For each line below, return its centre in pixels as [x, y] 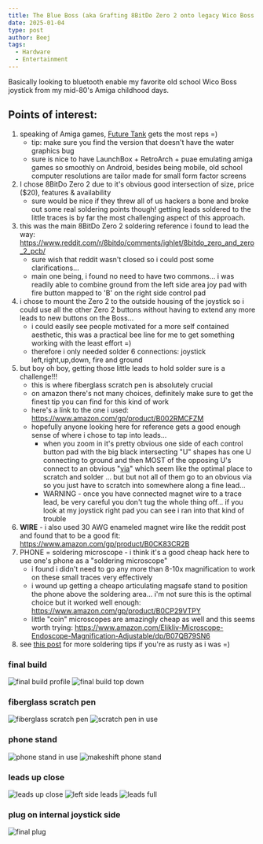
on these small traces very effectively [92, 577]
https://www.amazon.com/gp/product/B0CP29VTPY [116, 610]
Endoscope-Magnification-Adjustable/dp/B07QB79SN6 [121, 635]
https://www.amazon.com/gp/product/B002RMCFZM [117, 418]
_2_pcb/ [32, 251]
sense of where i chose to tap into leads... [99, 435]
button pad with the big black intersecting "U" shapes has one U [147, 452]
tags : [17, 45]
